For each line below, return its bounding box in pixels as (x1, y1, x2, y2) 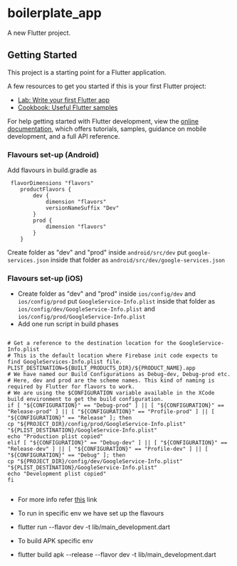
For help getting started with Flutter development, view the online (7, 117, 199, 125)
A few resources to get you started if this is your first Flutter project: (7, 82, 206, 90)
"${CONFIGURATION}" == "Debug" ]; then (7, 452, 126, 459)
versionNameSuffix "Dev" (45, 205, 120, 212)
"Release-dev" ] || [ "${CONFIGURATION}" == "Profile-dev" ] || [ (7, 446, 209, 453)
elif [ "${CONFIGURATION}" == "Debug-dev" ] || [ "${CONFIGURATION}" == (7, 439, 228, 447)
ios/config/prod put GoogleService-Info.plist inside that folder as (17, 297, 216, 306)
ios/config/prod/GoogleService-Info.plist (17, 314, 146, 321)
